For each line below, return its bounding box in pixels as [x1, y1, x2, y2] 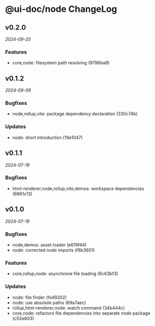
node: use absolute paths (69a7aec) [12, 299, 86, 305]
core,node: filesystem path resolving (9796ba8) [12, 60, 110, 66]
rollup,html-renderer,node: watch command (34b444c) [12, 305, 125, 311]
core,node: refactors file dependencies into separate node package [12, 310, 151, 316]
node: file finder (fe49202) [12, 294, 67, 300]
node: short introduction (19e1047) [12, 135, 83, 140]
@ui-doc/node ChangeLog [5, 3, 117, 15]
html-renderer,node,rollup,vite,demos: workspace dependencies [12, 186, 145, 191]
